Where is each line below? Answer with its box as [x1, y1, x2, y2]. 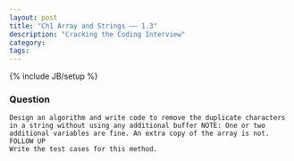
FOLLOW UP [9, 137, 46, 146]
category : [9, 38, 46, 47]
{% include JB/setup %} [9, 71, 98, 81]
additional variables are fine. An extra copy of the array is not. [9, 129, 270, 139]
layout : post [9, 13, 58, 22]
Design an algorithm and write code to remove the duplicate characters [9, 114, 286, 123]
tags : [9, 47, 29, 55]
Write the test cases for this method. [9, 145, 158, 154]
